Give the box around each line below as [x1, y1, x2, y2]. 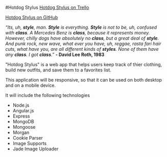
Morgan [12, 129, 30, 135]
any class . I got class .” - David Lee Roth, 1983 [5, 51, 105, 57]
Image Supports [12, 141, 47, 146]
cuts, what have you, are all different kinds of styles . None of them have [5, 46, 159, 52]
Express [12, 113, 30, 119]
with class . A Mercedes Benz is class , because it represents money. [5, 30, 150, 35]
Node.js [12, 102, 30, 108]
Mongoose [12, 124, 36, 130]
